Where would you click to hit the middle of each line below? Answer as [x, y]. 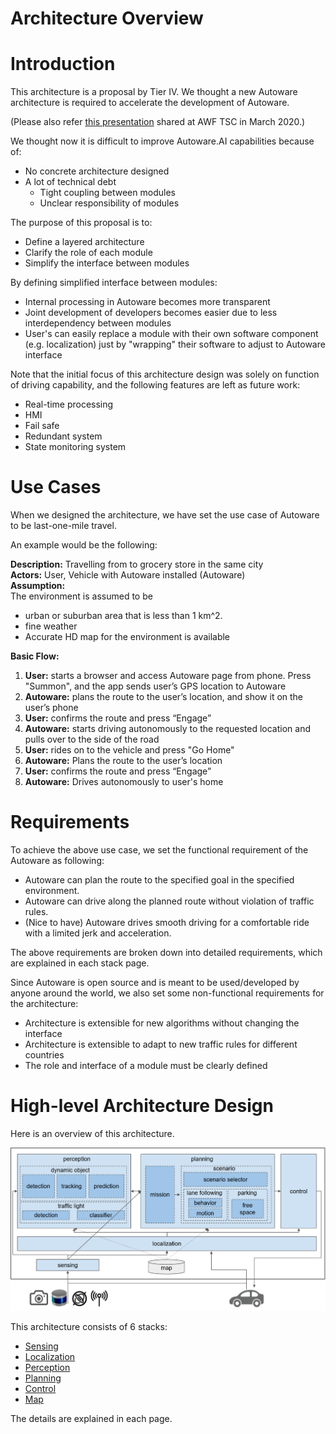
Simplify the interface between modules [107, 263]
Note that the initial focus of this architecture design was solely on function [165, 374]
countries [44, 1055]
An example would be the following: [84, 545]
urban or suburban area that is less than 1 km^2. [123, 616]
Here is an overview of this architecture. [92, 1133]
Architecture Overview [107, 18]
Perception [47, 1367]
